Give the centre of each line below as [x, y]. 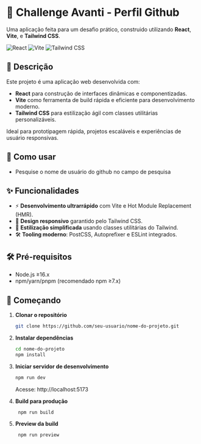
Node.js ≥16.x [32, 275]
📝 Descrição [30, 67]
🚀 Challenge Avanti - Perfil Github [93, 13]
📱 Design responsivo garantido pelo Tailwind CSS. [79, 221]
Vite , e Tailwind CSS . [33, 35]
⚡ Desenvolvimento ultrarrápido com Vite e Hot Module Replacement [103, 206]
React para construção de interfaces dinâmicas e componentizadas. [101, 93]
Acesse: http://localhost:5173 [51, 389]
